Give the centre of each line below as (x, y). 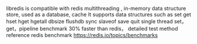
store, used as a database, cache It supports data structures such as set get (99, 14)
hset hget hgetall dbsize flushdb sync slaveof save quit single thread (89, 21)
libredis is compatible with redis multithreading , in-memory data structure (96, 8)
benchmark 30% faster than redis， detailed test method (109, 29)
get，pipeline (22, 29)
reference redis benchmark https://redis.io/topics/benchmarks (82, 35)
